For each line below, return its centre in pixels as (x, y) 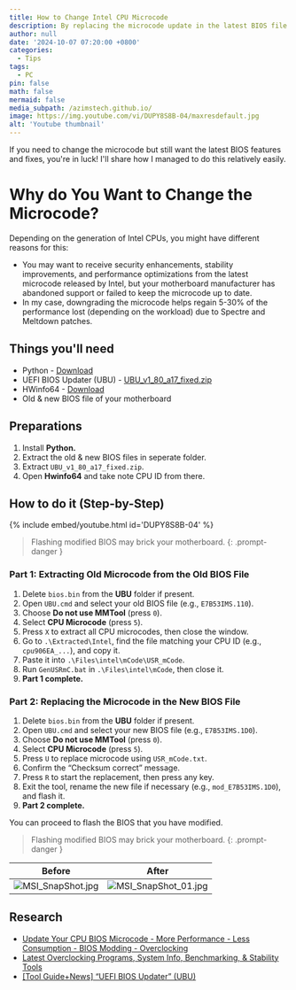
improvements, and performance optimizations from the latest (135, 274)
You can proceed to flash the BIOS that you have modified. (116, 822)
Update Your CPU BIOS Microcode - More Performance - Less (136, 939)
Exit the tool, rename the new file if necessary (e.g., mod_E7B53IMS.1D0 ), (152, 786)
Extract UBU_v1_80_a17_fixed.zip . (83, 467)
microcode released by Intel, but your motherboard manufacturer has (148, 283)
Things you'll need (62, 349)
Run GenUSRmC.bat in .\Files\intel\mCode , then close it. (123, 669)
